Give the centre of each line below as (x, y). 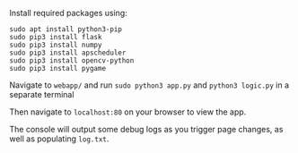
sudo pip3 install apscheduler (68, 53)
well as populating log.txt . (59, 139)
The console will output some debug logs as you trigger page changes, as (146, 129)
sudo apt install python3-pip (66, 30)
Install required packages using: (68, 13)
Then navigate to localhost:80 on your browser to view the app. (128, 112)
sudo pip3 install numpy (56, 45)
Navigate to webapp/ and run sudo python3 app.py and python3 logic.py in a (149, 85)
